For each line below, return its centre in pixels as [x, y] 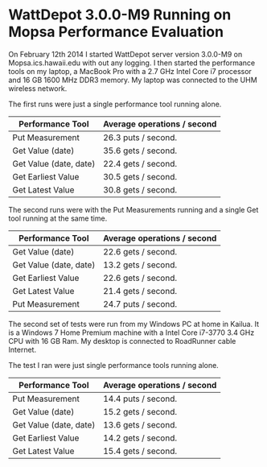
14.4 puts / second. [140, 399]
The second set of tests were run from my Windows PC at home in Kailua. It [134, 324]
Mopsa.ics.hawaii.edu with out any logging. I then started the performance [132, 63]
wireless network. [38, 88]
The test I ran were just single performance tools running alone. [113, 365]
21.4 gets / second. [140, 291]
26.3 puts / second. [140, 137]
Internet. [23, 349]
